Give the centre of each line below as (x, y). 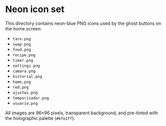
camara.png (24, 71)
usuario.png (25, 103)
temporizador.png (31, 98)
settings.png (26, 66)
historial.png (27, 76)
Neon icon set (35, 9)
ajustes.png (25, 93)
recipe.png (24, 55)
